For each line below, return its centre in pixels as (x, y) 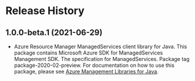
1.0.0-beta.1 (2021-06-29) (54, 33)
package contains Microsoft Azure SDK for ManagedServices (88, 53)
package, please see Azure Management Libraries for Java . (86, 71)
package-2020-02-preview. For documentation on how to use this (94, 65)
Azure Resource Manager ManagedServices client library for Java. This (100, 46)
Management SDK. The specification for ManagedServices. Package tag (102, 59)
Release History (45, 11)
